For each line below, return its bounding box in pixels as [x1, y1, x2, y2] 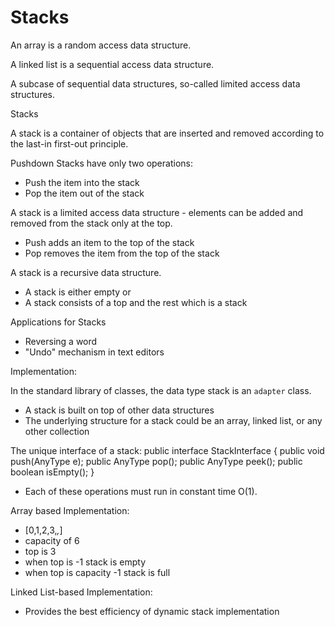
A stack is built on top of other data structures [24, 404, 215, 416]
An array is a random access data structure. [10, 39, 192, 51]
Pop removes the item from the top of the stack [24, 247, 220, 259]
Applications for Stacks [10, 316, 107, 328]
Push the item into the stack [24, 176, 140, 188]
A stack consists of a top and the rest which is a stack [24, 296, 248, 308]
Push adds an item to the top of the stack [24, 236, 195, 248]
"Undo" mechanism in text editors [24, 346, 165, 358]
